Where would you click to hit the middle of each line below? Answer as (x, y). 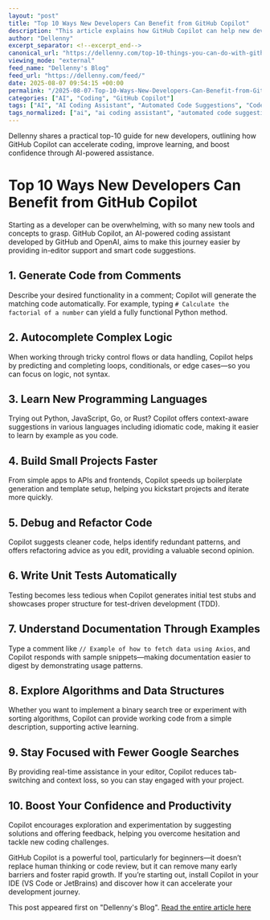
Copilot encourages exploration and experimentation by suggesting (120, 825)
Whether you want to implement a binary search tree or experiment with (127, 710)
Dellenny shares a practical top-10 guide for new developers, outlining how (133, 136)
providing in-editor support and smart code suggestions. (102, 250)
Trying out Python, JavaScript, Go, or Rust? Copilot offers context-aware (129, 418)
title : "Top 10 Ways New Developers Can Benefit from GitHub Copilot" (129, 23)
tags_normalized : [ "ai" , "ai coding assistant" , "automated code (120, 113)
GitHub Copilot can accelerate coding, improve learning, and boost (119, 144)
